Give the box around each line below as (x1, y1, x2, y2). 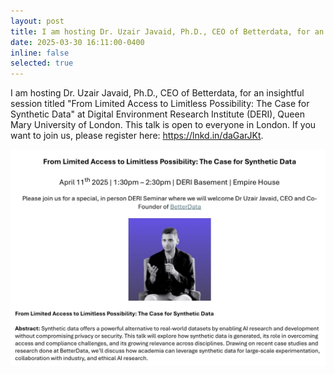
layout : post (10, 16, 65, 26)
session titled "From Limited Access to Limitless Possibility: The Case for (10, 98, 310, 110)
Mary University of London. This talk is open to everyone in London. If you (10, 119, 317, 131)
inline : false (10, 48, 70, 58)
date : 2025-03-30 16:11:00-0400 (10, 37, 145, 47)
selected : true (10, 58, 74, 69)
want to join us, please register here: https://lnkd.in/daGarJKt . (10, 130, 264, 142)
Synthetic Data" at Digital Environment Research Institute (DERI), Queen (10, 108, 305, 120)
